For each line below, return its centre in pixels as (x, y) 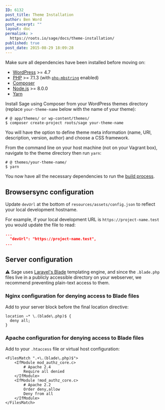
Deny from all (38, 394)
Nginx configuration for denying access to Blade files (72, 296)
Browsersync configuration (49, 192)
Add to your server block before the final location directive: (67, 307)
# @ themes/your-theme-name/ (36, 162)
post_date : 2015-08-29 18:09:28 (39, 48)
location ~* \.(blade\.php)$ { (38, 316)
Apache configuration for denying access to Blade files (75, 338)
